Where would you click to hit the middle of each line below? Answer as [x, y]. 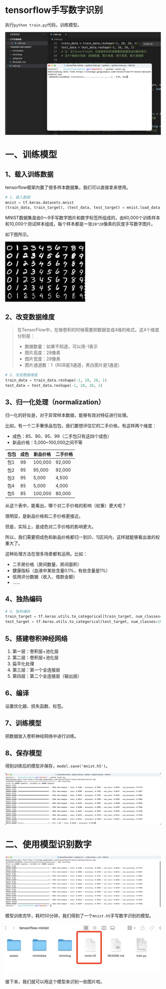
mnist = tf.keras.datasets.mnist [40, 203]
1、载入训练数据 [29, 175]
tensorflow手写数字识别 [54, 10]
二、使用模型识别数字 [49, 844]
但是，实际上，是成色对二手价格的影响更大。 [51, 526]
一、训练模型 [31, 155]
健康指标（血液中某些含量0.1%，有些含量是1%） [61, 571]
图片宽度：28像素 [42, 359]
